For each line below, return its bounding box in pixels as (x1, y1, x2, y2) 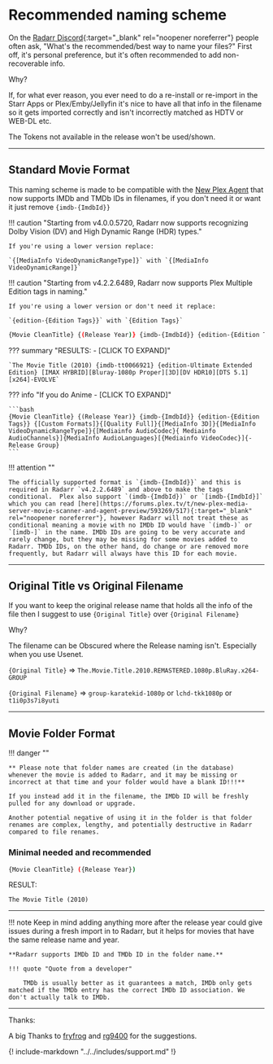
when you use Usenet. (8, 650, 84, 659)
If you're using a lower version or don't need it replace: (8, 302, 217, 310)
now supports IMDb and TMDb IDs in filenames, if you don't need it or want (8, 193, 262, 203)
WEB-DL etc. (8, 116, 52, 125)
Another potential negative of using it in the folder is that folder (8, 814, 253, 822)
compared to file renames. (8, 828, 100, 836)
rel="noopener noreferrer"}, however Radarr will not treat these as (8, 514, 249, 522)
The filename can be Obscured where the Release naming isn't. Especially (8, 641, 258, 650)
